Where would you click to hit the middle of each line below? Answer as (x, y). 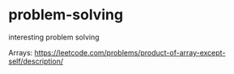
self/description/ (36, 61)
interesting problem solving (54, 37)
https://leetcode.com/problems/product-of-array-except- (130, 52)
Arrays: (21, 52)
